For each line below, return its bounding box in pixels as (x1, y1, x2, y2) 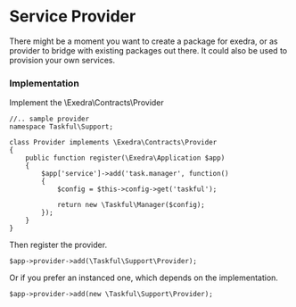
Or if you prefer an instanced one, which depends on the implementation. (9, 272, 279, 283)
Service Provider (9, 6, 136, 27)
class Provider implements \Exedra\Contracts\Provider (9, 138, 218, 147)
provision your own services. (9, 54, 116, 65)
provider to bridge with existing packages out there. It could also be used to (9, 45, 288, 55)
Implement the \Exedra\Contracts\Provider (9, 97, 165, 108)
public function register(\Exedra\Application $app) (25, 153, 226, 162)
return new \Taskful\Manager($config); (56, 201, 205, 210)
